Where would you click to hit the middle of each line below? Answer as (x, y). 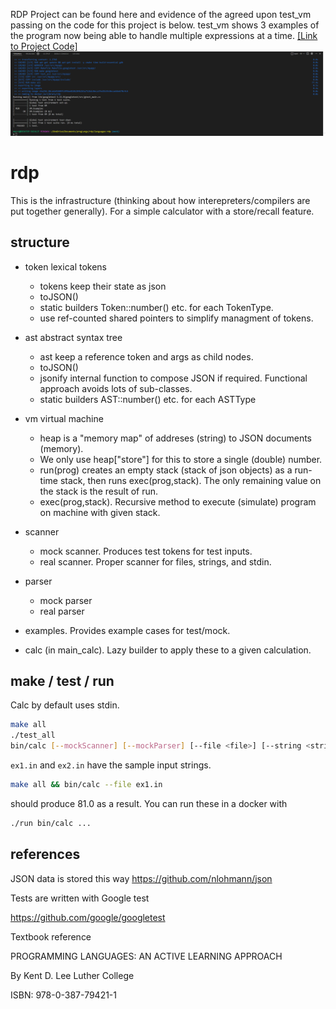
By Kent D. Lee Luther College (72, 975)
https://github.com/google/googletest (88, 917)
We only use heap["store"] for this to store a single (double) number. (181, 459)
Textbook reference (51, 936)
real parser (62, 611)
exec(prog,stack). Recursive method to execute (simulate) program (178, 501)
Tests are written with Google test (80, 898)
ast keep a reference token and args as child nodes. (146, 356)
